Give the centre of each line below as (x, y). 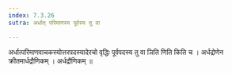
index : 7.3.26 (32, 15)
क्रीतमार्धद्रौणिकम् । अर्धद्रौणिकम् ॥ (50, 60)
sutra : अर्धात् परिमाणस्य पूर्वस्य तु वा (54, 23)
